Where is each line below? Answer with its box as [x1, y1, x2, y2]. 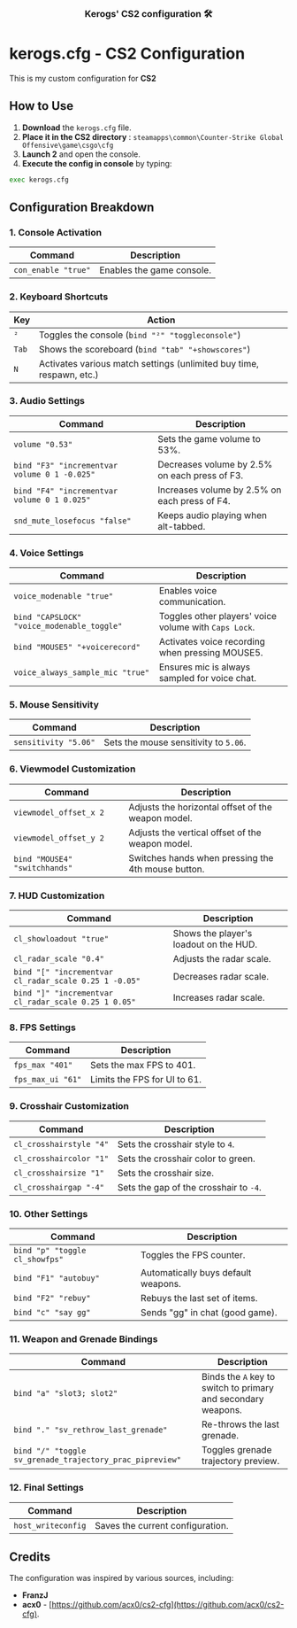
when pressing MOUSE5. [158, 647, 263, 659]
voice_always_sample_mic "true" [13, 668, 150, 678]
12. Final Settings [9, 1482, 84, 1494]
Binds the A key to [202, 1371, 276, 1384]
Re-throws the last [202, 1418, 280, 1430]
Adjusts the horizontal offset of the [127, 801, 272, 813]
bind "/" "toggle [13, 1446, 87, 1456]
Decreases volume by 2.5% [157, 458, 273, 470]
